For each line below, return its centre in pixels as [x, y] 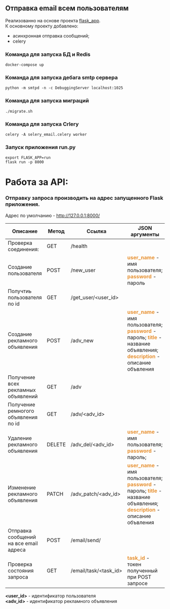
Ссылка [97, 231]
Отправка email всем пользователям [67, 8]
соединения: [24, 249]
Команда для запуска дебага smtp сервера [61, 78]
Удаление [20, 438]
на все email [23, 543]
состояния [21, 570]
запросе [137, 583]
